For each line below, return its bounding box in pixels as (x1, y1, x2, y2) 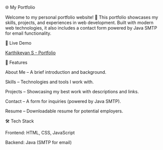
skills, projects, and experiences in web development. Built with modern (5, 20, 154, 26)
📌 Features (5, 60, 28, 65)
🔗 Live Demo (5, 40, 32, 46)
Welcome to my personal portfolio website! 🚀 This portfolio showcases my (5, 15, 158, 20)
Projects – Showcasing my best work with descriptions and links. (5, 89, 139, 94)
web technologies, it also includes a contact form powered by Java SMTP (5, 25, 157, 31)
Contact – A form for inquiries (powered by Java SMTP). (5, 98, 121, 104)
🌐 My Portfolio (5, 5, 35, 10)
